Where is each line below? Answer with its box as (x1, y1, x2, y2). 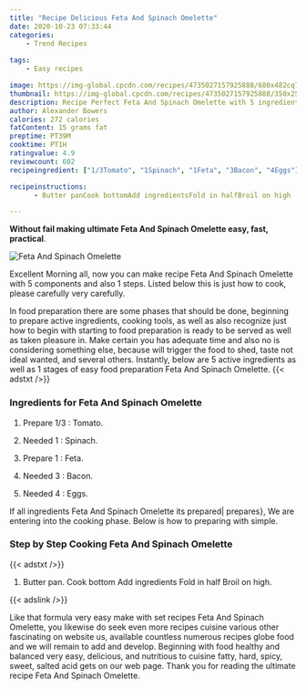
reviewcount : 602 (9, 157, 76, 166)
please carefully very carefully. (9, 288, 126, 299)
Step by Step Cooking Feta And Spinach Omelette (9, 538, 233, 550)
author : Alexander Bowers (9, 106, 107, 115)
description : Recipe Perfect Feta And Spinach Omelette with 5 (9, 98, 255, 107)
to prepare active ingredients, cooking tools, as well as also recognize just (9, 316, 287, 327)
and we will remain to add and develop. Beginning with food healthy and (9, 641, 280, 652)
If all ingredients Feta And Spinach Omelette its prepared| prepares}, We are (9, 506, 294, 517)
